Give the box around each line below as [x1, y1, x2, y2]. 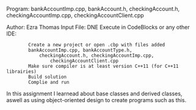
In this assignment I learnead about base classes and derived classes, [6, 90, 183, 97]
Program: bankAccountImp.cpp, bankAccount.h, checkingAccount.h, [6, 5, 180, 12]
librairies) [6, 68, 37, 75]
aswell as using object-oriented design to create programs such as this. [6, 97, 187, 103]
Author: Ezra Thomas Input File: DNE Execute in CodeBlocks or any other [6, 24, 191, 31]
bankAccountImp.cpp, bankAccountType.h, [28, 47, 132, 53]
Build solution [28, 74, 67, 80]
